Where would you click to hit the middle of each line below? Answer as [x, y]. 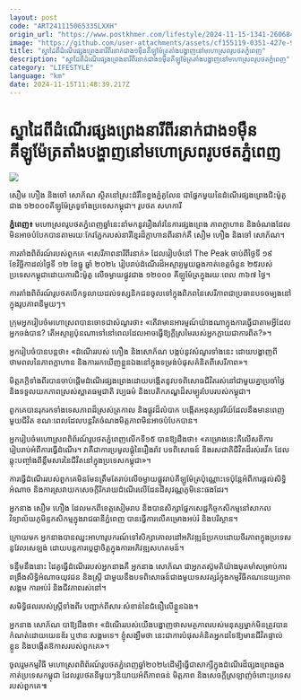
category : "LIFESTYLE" [52, 68]
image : [21, 43]
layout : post [34, 17]
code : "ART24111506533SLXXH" [64, 26]
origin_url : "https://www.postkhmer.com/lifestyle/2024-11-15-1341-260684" [154, 34]
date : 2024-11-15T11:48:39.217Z [69, 84]
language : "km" [38, 76]
